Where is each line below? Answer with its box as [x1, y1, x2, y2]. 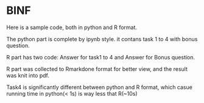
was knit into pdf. [6, 71, 50, 79]
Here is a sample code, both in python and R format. [6, 24, 138, 31]
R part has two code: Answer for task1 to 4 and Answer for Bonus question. [6, 53, 195, 61]
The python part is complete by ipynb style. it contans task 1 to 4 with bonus [6, 35, 198, 42]
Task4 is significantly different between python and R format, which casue [6, 83, 193, 91]
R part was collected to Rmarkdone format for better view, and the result [6, 65, 188, 73]
